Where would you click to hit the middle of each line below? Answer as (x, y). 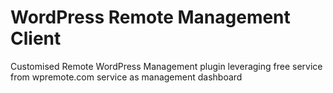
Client (36, 38)
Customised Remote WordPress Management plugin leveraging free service (166, 66)
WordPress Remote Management (150, 17)
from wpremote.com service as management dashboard (126, 77)
